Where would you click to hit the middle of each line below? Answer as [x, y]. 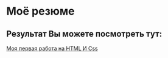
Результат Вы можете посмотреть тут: [84, 34]
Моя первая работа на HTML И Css [52, 48]
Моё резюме [40, 11]
